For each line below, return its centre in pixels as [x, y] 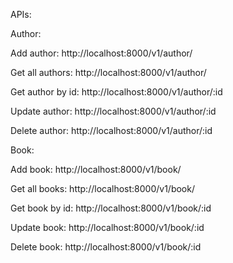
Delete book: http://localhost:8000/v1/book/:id [106, 247]
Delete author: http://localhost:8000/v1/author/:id [111, 130]
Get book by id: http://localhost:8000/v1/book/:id [111, 208]
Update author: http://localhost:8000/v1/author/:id [113, 111]
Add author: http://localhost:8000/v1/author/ [101, 53]
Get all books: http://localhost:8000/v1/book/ [102, 188]
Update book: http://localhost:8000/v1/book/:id [107, 227]
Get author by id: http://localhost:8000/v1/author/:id [116, 92]
